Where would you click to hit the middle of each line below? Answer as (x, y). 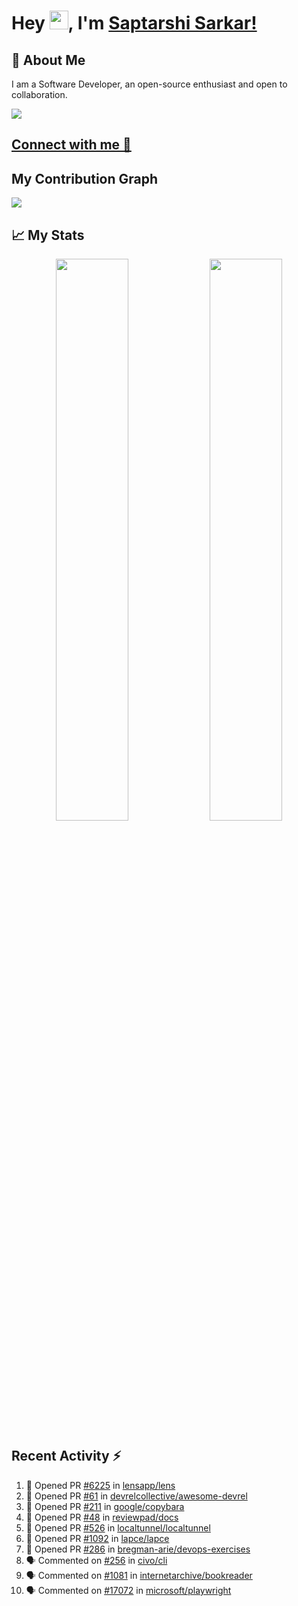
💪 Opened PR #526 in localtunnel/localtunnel (118, 1527)
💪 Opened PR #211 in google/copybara (105, 1506)
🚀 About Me (48, 60)
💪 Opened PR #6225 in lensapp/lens (100, 1485)
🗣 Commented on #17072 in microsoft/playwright (128, 1590)
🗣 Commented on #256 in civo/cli (96, 1560)
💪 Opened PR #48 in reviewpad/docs (102, 1517)
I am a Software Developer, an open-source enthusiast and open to (149, 84)
